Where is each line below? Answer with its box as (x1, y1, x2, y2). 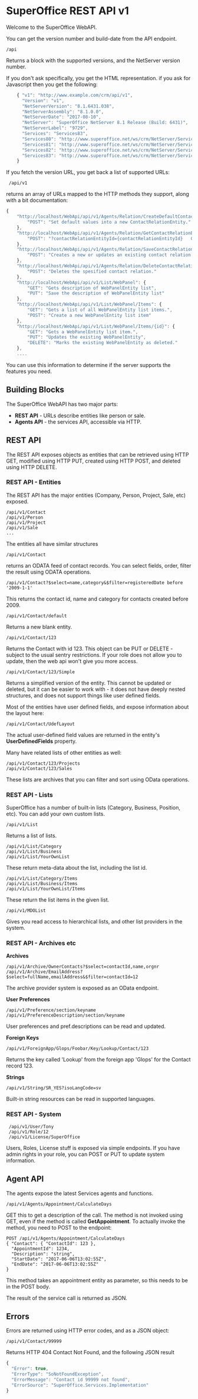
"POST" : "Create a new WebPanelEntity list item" (27, 312, 151, 318)
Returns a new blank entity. (6, 623, 72, 630)
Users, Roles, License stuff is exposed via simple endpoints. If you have (6, 1144, 180, 1151)
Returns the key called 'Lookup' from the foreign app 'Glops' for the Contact (6, 1056, 191, 1063)
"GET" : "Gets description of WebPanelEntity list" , (27, 285, 157, 291)
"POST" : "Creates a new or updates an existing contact (27, 252, 167, 258)
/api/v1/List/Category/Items (6, 876, 78, 882)
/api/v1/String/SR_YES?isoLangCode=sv (6, 1085, 101, 1091)
